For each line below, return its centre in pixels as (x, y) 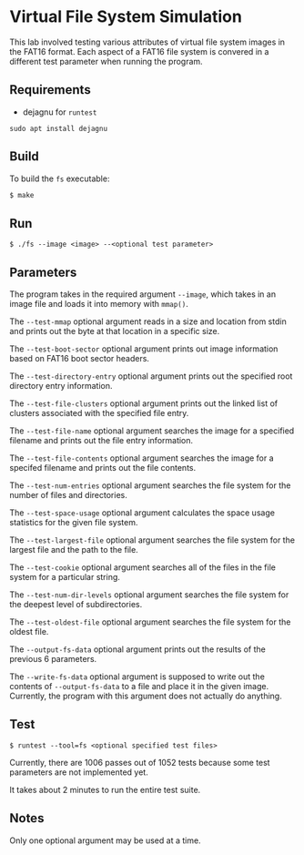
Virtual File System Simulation (126, 17)
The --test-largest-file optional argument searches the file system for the (152, 540)
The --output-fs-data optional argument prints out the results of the (138, 649)
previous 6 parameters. (53, 659)
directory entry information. (61, 386)
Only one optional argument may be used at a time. (106, 840)
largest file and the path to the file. (74, 550)
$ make (22, 195)
